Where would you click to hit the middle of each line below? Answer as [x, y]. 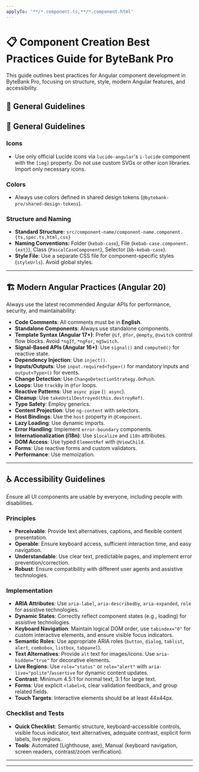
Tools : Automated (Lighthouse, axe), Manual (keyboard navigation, [96, 745]
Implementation [30, 591]
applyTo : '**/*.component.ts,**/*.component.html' [70, 12]
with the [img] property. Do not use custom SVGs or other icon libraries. [102, 162]
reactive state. [32, 354]
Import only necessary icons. [50, 169]
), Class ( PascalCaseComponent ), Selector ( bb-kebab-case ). [97, 250]
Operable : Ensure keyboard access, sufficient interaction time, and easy [103, 544]
